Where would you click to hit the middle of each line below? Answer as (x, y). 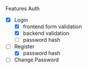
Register (24, 47)
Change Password (36, 60)
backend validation (46, 33)
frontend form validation (52, 27)
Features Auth (23, 9)
